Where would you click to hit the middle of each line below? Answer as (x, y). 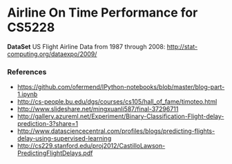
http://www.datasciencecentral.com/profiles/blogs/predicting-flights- (116, 131)
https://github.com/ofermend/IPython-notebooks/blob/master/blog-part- (121, 87)
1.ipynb (27, 94)
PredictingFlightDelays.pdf (55, 153)
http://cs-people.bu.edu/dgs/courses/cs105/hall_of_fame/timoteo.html (117, 102)
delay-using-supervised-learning (64, 138)
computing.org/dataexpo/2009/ (52, 54)
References (27, 72)
